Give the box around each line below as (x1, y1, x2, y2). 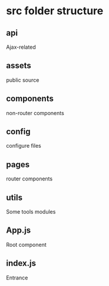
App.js (6, 225, 31, 236)
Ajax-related (6, 43, 37, 50)
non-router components (6, 109, 65, 116)
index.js (6, 258, 37, 268)
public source (6, 76, 39, 84)
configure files (6, 142, 41, 150)
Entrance (6, 274, 28, 281)
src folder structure (6, 4, 104, 18)
